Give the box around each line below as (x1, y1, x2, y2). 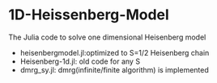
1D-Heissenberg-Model (8, 6, 170, 24)
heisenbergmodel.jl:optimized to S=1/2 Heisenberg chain (19, 48, 210, 57)
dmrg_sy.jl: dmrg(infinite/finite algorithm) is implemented (19, 64, 209, 74)
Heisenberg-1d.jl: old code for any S (19, 56, 140, 66)
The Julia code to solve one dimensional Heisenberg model (8, 32, 206, 42)
